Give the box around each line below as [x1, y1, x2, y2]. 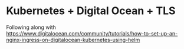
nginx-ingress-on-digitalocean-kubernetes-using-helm [6, 36, 140, 43]
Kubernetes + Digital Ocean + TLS [6, 4, 176, 18]
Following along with [6, 24, 56, 31]
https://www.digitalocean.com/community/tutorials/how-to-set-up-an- [6, 30, 178, 37]
